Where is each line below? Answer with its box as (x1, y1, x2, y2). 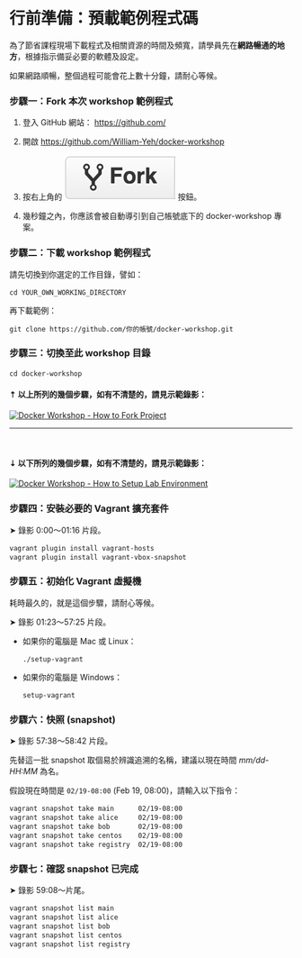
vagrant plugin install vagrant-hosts (9, 543, 155, 552)
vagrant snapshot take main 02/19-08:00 (9, 804, 182, 814)
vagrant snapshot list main (9, 904, 115, 913)
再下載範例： (9, 305, 57, 315)
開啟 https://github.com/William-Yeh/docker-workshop (22, 136, 225, 147)
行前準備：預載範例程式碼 (9, 8, 200, 29)
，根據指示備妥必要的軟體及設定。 (17, 50, 144, 61)
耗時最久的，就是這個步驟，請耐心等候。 (9, 597, 159, 608)
